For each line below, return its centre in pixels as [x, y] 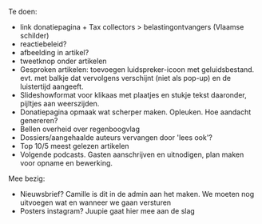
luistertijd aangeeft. [52, 86]
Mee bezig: [27, 178]
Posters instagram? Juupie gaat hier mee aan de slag [107, 211]
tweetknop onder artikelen [63, 61]
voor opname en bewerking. [66, 163]
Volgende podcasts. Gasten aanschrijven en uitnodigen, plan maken [132, 154]
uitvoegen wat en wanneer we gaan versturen [95, 202]
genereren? [39, 120]
